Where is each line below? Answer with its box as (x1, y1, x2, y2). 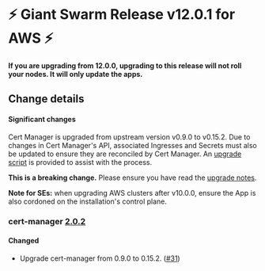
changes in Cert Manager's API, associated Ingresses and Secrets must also (8, 140, 257, 150)
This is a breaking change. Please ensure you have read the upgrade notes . (8, 173, 257, 182)
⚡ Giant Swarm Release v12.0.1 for (8, 6, 236, 24)
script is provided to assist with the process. (8, 157, 153, 166)
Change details (8, 92, 85, 106)
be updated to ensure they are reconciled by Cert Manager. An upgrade (8, 149, 242, 158)
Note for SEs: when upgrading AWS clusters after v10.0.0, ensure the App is (8, 188, 256, 197)
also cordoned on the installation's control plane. (8, 197, 168, 206)
